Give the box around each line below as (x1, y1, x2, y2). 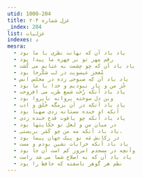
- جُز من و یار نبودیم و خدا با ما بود (13, 82, 127, 89)
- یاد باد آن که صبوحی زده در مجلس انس (13, 75, 129, 83)
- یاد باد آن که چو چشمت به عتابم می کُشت (13, 62, 136, 69)
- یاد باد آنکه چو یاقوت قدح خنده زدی (13, 114, 127, 121)
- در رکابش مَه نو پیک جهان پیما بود (13, 134, 120, 141)
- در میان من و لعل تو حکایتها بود (13, 121, 117, 128)
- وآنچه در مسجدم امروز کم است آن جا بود (13, 147, 136, 154)
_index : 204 (7, 23, 42, 30)
